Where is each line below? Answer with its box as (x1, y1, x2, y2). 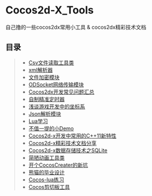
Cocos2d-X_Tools (5, 4, 94, 17)
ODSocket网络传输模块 (28, 81, 84, 88)
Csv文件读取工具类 (28, 59, 74, 66)
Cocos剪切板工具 (28, 183, 70, 190)
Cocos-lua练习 (28, 176, 64, 183)
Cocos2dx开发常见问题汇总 (28, 88, 95, 95)
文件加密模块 (28, 74, 60, 81)
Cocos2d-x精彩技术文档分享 (28, 139, 97, 146)
